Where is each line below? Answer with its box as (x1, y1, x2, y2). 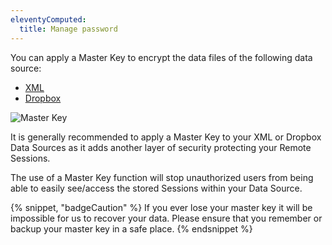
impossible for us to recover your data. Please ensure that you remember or (10, 212, 323, 224)
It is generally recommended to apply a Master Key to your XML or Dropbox (10, 131, 322, 143)
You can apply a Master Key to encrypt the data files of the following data (10, 51, 313, 63)
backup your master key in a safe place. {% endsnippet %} (10, 222, 253, 235)
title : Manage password (19, 24, 118, 34)
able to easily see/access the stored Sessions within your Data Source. (10, 182, 303, 194)
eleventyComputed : (10, 14, 87, 25)
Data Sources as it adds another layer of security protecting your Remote (10, 141, 312, 153)
